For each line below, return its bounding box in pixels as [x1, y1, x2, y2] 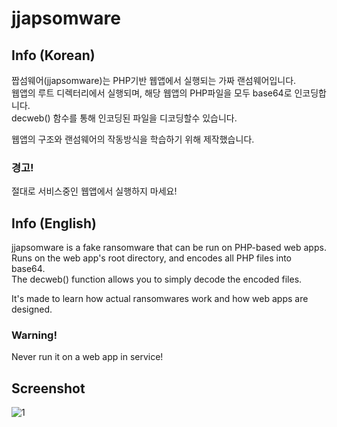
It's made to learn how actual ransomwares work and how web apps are [11, 293, 309, 305]
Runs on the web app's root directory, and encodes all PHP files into [11, 252, 292, 264]
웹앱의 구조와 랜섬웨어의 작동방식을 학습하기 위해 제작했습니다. [11, 133, 255, 145]
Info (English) [11, 215, 97, 232]
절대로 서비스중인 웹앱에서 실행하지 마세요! [11, 185, 178, 197]
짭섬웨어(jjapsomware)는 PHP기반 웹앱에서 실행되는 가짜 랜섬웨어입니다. [11, 75, 297, 86]
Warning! [11, 328, 58, 342]
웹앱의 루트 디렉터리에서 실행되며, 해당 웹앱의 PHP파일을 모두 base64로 [11, 87, 293, 99]
